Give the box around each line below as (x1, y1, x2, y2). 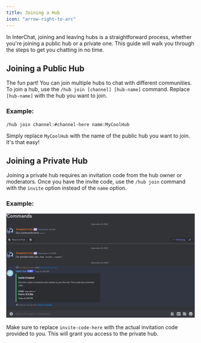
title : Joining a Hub (6, 10, 60, 16)
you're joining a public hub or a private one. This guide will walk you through (6, 40, 194, 47)
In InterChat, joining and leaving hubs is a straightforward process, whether (6, 33, 192, 40)
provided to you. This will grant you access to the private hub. (6, 330, 159, 338)
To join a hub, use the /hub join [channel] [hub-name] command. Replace (6, 86, 190, 93)
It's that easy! (6, 138, 40, 145)
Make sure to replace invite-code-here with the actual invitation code (6, 324, 178, 331)
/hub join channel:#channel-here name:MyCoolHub (6, 121, 130, 127)
